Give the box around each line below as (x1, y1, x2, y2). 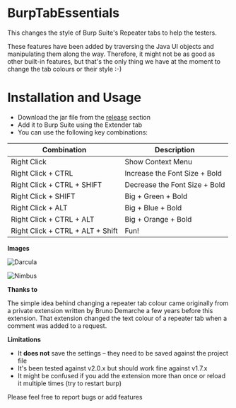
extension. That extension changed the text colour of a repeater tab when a (7, 314, 228, 322)
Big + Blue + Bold (124, 203, 182, 212)
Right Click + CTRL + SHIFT (11, 179, 102, 189)
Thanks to (7, 285, 37, 293)
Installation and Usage (7, 90, 141, 106)
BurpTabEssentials (7, 5, 120, 21)
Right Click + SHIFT (11, 191, 76, 201)
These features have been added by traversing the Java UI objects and (7, 42, 214, 50)
